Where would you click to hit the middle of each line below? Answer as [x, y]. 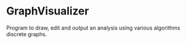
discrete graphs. [27, 34]
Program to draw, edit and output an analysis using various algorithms [93, 28]
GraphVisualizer [48, 11]
